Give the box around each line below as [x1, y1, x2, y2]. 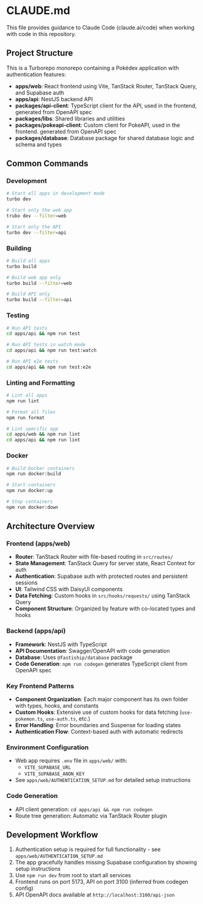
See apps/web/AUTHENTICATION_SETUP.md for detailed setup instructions [15, 777, 191, 784]
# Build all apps [6, 257, 51, 264]
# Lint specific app [6, 425, 59, 432]
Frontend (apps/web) [6, 539, 71, 548]
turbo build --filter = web [6, 280, 72, 287]
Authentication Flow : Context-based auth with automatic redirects [15, 728, 183, 735]
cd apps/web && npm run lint [6, 431, 80, 438]
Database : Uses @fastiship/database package [15, 653, 133, 661]
